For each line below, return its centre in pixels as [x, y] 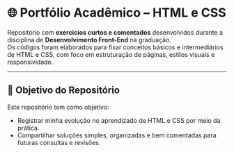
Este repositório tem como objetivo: [58, 107]
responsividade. [30, 62]
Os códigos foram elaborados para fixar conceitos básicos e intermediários [116, 47]
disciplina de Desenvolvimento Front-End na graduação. [89, 40]
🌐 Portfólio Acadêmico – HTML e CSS [117, 13]
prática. [28, 128]
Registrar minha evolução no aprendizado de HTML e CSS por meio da [119, 120]
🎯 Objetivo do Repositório [64, 91]
